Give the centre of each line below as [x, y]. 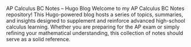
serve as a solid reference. [38, 39]
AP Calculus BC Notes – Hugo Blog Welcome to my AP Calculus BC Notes [95, 8]
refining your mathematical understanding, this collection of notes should [95, 33]
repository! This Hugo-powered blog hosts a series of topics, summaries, [95, 15]
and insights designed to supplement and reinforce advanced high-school [95, 21]
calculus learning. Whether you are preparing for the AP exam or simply [93, 27]
